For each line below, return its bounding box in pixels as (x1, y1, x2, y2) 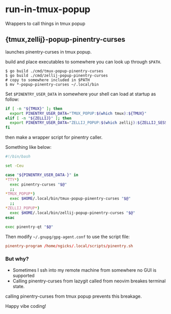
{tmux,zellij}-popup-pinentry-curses (5, 35, 126, 44)
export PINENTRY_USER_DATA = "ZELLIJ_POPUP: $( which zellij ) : (10, 120, 138, 125)
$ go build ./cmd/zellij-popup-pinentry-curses (5, 73, 108, 78)
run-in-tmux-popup (5, 4, 91, 15)
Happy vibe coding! (5, 303, 47, 309)
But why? (5, 255, 29, 263)
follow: (5, 96, 19, 102)
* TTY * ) (5, 177, 19, 182)
